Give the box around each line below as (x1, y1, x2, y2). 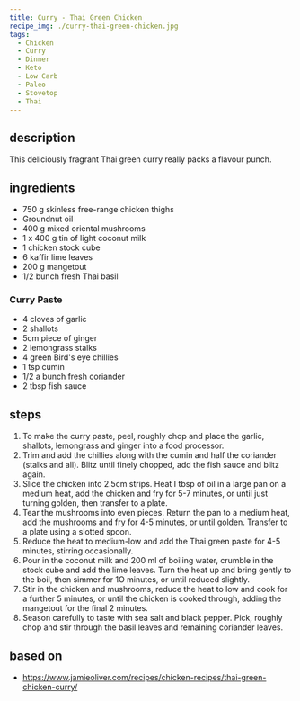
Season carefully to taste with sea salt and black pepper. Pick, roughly (22, 613, 283, 624)
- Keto (17, 64, 42, 73)
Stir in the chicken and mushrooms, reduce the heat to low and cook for (22, 584, 288, 595)
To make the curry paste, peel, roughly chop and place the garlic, (22, 431, 265, 442)
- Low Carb (17, 72, 58, 81)
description (9, 130, 75, 145)
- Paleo (17, 80, 47, 89)
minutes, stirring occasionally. (22, 545, 134, 556)
